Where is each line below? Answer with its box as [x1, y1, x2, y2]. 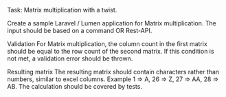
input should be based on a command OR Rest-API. [7, 27, 152, 34]
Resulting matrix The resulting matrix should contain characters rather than [7, 68, 220, 76]
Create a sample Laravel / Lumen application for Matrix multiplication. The [7, 19, 216, 27]
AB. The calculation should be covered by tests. [7, 83, 143, 90]
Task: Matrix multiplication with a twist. [7, 6, 117, 14]
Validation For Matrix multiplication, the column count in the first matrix [7, 40, 207, 47]
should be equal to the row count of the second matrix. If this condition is [7, 47, 214, 55]
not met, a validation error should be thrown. [7, 54, 133, 63]
